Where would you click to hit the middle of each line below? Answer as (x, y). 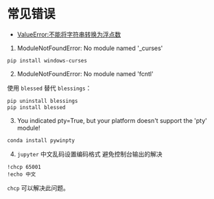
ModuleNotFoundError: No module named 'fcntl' (85, 73)
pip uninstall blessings (43, 101)
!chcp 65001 (24, 167)
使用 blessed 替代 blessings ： (49, 88)
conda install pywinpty (41, 140)
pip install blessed (37, 107)
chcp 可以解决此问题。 (38, 188)
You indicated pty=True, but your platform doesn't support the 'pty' (112, 120)
